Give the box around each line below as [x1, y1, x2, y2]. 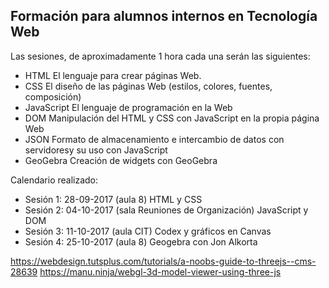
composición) [24, 90, 82, 103]
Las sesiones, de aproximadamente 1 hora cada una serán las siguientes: [10, 50, 311, 62]
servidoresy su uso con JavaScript [24, 144, 168, 156]
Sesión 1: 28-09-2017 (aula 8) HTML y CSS [24, 193, 203, 205]
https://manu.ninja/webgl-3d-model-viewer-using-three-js [39, 265, 282, 278]
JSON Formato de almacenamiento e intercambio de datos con [24, 133, 285, 145]
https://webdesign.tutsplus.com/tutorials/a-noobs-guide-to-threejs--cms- [10, 255, 317, 267]
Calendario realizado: [10, 174, 99, 186]
